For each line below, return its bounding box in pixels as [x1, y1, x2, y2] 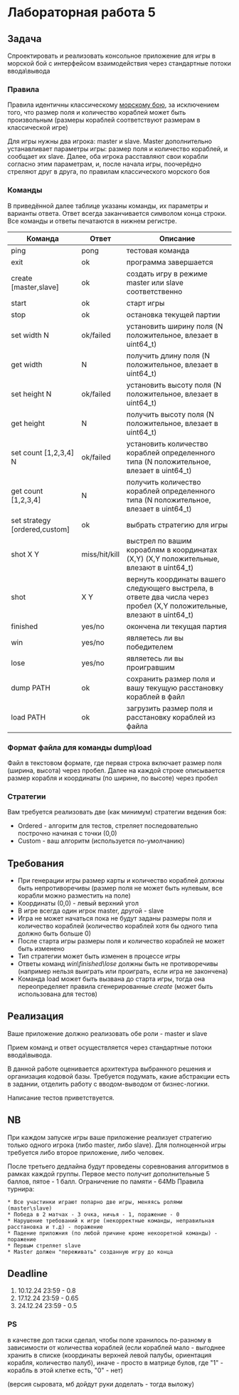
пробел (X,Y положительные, [126, 601, 228, 611]
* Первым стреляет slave [7, 1242, 81, 1249]
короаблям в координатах [126, 544, 218, 554]
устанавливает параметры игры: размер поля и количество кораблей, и [7, 145, 228, 153]
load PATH [11, 712, 46, 722]
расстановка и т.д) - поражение [7, 1223, 103, 1230]
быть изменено [17, 945, 65, 953]
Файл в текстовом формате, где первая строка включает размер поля [7, 758, 222, 767]
